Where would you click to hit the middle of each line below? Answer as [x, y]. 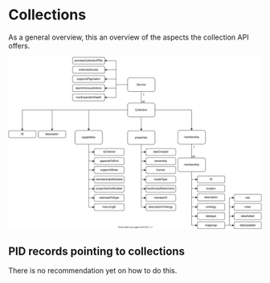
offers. [19, 45]
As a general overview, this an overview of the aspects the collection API [129, 37]
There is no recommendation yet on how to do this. [93, 271]
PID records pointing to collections [96, 251]
